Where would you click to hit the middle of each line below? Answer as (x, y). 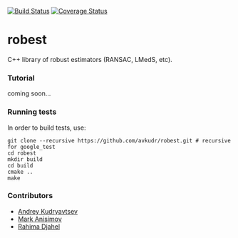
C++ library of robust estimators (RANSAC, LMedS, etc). (90, 59)
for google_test (31, 147)
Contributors (30, 196)
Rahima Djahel (39, 226)
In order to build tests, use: (47, 128)
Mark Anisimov (40, 219)
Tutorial (21, 78)
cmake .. (20, 172)
